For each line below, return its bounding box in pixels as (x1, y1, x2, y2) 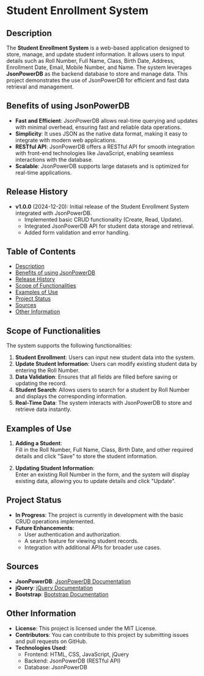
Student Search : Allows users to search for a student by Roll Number (15, 386, 190, 394)
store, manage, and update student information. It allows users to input (6, 51, 185, 58)
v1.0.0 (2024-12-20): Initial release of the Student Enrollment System (15, 203, 189, 210)
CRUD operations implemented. (15, 517, 95, 525)
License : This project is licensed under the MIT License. (15, 624, 157, 632)
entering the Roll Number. (15, 367, 80, 374)
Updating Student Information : (15, 465, 95, 472)
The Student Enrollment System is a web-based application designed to (6, 44, 190, 51)
